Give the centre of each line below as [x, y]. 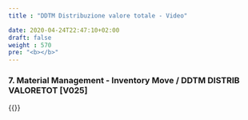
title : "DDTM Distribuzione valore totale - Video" [98, 16]
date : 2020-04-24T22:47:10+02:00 [64, 30]
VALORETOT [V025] [48, 90]
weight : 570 [30, 45]
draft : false [30, 38]
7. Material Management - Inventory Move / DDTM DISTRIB [124, 81]
